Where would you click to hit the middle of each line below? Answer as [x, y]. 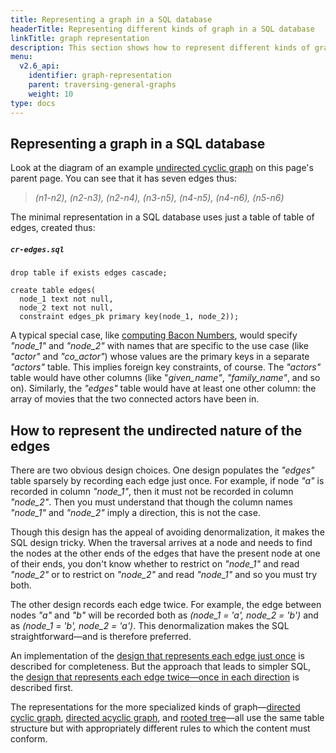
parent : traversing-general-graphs [102, 85]
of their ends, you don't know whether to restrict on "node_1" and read [155, 564]
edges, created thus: [53, 228]
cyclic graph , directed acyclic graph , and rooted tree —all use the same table [167, 718]
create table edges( [53, 291]
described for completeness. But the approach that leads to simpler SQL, [161, 667]
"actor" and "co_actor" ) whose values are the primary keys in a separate [160, 357]
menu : [21, 57]
